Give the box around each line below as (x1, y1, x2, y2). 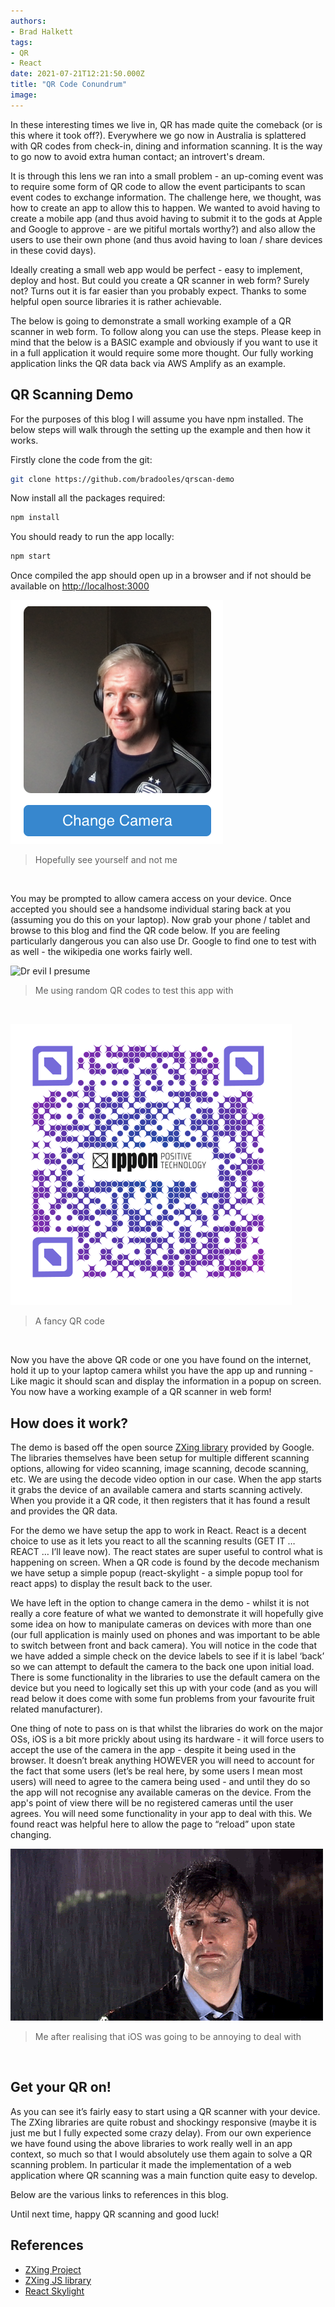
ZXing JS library (24, 2274, 92, 2286)
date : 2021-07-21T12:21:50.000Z (10, 69, 145, 79)
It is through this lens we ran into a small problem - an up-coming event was (10, 170, 324, 182)
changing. (10, 1829, 52, 1840)
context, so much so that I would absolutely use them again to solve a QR (10, 2148, 313, 2160)
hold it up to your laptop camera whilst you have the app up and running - (10, 1365, 314, 1377)
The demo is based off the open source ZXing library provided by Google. (10, 1441, 315, 1453)
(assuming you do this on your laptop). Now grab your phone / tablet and (10, 914, 311, 926)
